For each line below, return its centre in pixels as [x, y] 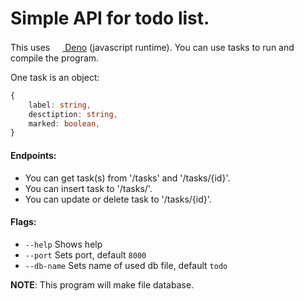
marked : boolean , [64, 123]
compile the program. [55, 58]
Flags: [23, 222]
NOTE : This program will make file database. [102, 284]
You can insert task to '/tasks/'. [88, 188]
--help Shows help [63, 244]
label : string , [60, 105]
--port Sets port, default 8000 [85, 254]
